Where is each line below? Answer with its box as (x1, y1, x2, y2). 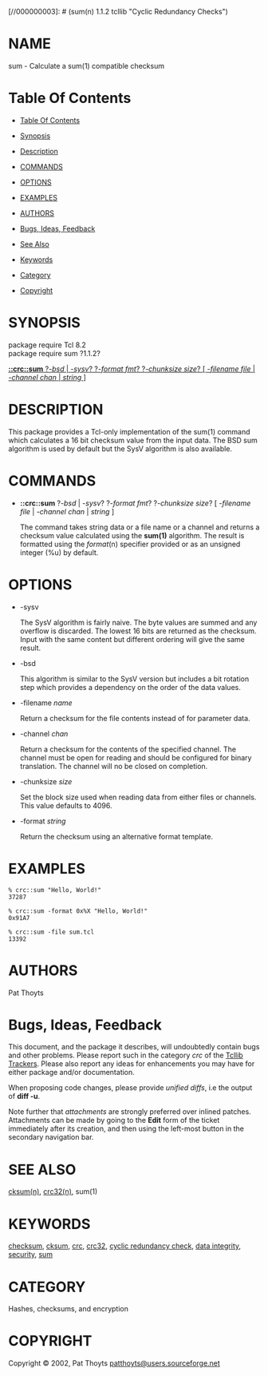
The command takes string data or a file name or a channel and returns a (19, 522, 260, 532)
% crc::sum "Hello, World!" (8, 886, 102, 894)
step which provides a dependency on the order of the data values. (19, 682, 241, 692)
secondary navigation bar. (8, 1132, 94, 1142)
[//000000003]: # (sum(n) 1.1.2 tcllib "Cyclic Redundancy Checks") (8, 7, 229, 16)
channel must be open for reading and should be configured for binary (19, 752, 252, 762)
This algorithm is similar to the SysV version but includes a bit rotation (19, 674, 250, 684)
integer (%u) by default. (19, 547, 99, 557)
